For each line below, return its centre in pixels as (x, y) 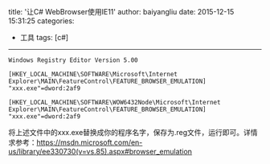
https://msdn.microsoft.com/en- (90, 142)
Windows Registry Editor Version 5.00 (73, 60)
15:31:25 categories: (41, 21)
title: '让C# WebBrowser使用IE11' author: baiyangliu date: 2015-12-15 (121, 12)
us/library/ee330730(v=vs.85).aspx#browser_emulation (100, 152)
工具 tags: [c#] (44, 37)
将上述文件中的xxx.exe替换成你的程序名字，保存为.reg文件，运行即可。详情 (133, 132)
